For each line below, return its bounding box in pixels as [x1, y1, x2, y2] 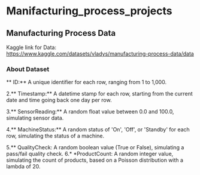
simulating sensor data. [6, 115, 64, 122]
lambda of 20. [6, 163, 41, 170]
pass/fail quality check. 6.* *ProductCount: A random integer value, [6, 151, 174, 158]
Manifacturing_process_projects [6, 4, 172, 18]
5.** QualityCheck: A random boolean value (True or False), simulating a [6, 144, 184, 151]
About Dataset [6, 65, 50, 73]
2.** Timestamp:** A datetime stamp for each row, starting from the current [6, 90, 193, 97]
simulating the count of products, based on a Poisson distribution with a [6, 156, 184, 164]
